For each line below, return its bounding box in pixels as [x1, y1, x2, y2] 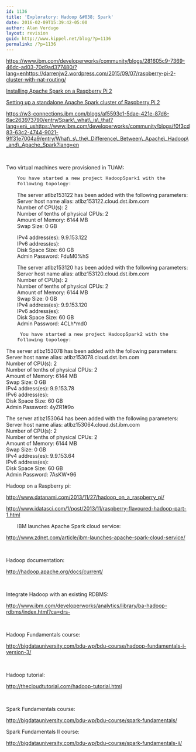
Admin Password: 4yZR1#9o [6, 403, 74, 410]
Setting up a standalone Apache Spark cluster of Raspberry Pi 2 [6, 98, 160, 106]
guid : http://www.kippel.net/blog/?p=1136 [6, 36, 111, 42]
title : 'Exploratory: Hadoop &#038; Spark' [6, 14, 114, 20]
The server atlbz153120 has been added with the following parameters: [17, 264, 188, 271]
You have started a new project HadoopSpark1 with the [17, 175, 166, 182]
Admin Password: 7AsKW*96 [6, 471, 77, 478]
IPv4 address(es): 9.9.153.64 [6, 452, 75, 459]
